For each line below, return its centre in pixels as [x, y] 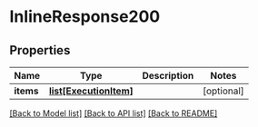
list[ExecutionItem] [91, 91]
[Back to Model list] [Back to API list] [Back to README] [114, 113]
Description [168, 76]
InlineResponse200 [85, 17]
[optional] [224, 91]
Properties [40, 50]
